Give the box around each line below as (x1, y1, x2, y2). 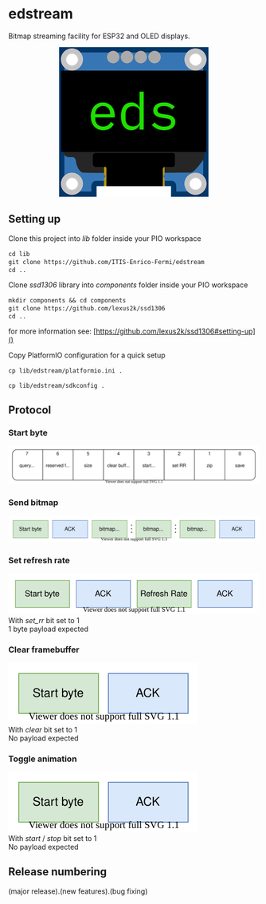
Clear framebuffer (8, 644, 80, 655)
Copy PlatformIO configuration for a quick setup (8, 350, 166, 360)
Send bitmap (8, 497, 59, 508)
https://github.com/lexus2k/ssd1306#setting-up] (95, 326, 256, 336)
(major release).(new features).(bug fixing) (8, 886, 148, 896)
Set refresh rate (8, 555, 70, 566)
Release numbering (8, 865, 108, 878)
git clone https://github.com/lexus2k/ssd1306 (8, 304, 166, 312)
